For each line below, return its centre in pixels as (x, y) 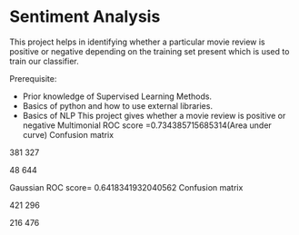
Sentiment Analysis (85, 17)
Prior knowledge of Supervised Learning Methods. (117, 96)
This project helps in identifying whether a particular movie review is (137, 42)
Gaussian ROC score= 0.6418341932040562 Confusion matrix (126, 187)
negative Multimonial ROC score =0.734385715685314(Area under (147, 125)
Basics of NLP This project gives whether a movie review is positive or (154, 115)
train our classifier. (44, 61)
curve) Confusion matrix (68, 134)
